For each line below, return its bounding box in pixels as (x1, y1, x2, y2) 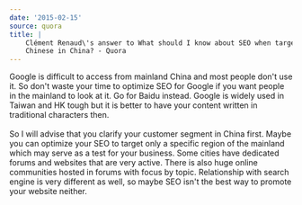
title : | (9, 30, 42, 39)
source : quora (9, 22, 63, 31)
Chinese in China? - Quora (25, 47, 127, 56)
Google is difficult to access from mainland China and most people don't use (9, 71, 293, 82)
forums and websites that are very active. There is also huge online (9, 157, 258, 168)
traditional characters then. (9, 110, 110, 120)
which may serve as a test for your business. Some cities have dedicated (9, 147, 280, 158)
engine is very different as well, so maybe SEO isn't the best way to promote (9, 176, 292, 187)
